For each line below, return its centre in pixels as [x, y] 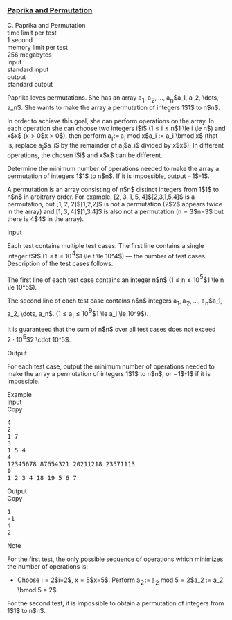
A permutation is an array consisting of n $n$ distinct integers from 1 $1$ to [113, 190]
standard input [28, 70]
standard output [30, 85]
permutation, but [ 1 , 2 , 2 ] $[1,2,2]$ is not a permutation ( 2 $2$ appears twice [115, 204]
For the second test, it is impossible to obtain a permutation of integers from [116, 603]
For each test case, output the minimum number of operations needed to [111, 366]
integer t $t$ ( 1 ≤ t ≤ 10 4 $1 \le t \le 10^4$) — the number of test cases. [107, 255]
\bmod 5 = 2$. [38, 590]
